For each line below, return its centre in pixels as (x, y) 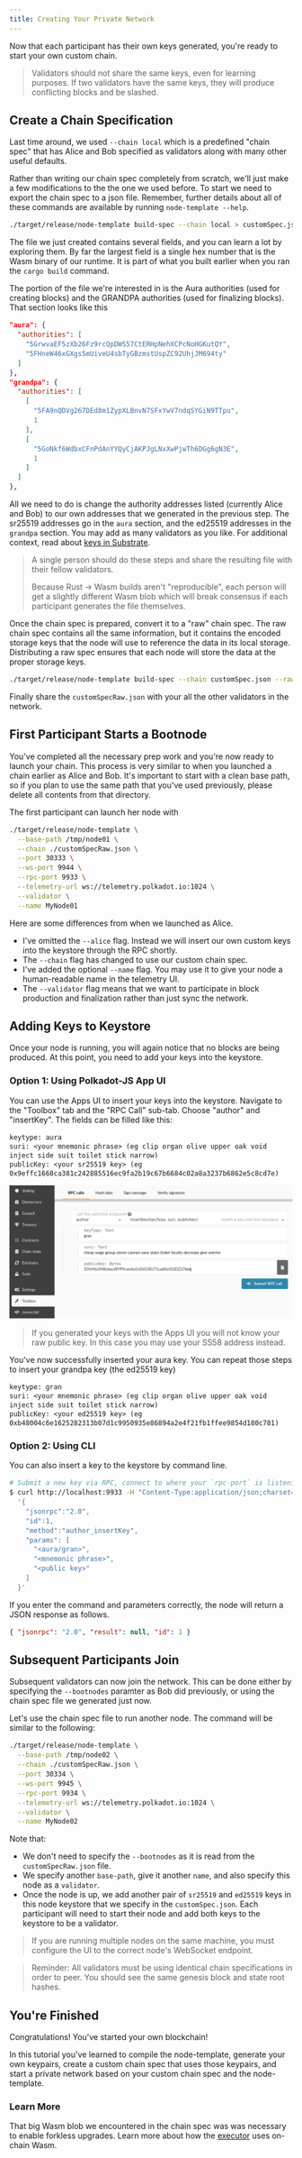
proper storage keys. (48, 662)
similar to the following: (53, 1728)
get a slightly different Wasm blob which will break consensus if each (160, 597)
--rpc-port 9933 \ (52, 878)
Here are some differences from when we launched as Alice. (121, 923)
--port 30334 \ (46, 1774)
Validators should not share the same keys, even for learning (143, 73)
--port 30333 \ (46, 858)
